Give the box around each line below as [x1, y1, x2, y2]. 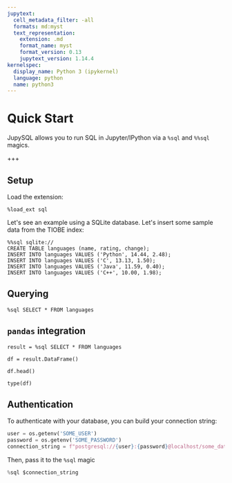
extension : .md [19, 36, 64, 43]
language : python [13, 74, 64, 82]
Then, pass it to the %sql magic [7, 456, 95, 464]
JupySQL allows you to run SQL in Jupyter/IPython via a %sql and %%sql [7, 134, 210, 142]
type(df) [7, 380, 32, 387]
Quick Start [7, 111, 74, 127]
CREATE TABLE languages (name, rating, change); [7, 245, 150, 252]
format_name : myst [19, 42, 72, 49]
